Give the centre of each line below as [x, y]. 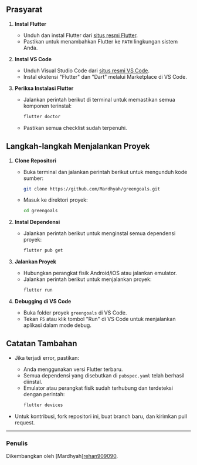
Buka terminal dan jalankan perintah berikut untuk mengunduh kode [105, 172]
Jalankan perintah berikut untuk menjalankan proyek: [87, 279]
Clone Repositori [35, 160]
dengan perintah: [44, 394]
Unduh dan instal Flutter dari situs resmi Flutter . [81, 35]
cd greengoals [40, 211]
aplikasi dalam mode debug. [57, 325]
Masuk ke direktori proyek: [55, 200]
